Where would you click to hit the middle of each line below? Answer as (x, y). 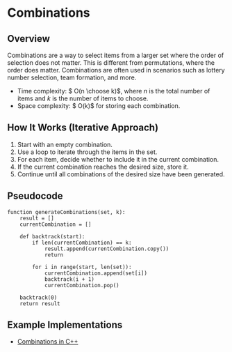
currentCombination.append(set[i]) (96, 273)
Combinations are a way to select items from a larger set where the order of (116, 55)
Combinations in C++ (48, 342)
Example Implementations (65, 325)
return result (40, 304)
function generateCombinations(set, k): (67, 212)
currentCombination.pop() (82, 285)
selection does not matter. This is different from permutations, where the (111, 63)
